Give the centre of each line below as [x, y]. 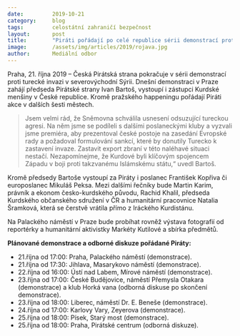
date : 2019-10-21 [46, 14]
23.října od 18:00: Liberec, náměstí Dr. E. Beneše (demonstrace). [112, 302]
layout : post [36, 34]
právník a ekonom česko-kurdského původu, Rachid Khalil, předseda [109, 193]
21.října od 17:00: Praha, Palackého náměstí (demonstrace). [105, 257]
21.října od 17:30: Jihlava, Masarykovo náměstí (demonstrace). [109, 264]
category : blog [36, 21]
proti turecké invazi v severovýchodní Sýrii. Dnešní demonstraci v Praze [113, 81]
